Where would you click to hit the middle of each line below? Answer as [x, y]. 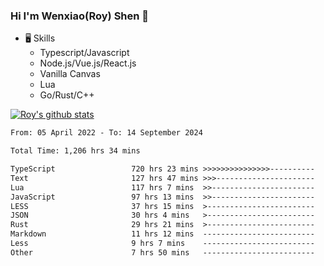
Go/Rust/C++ [67, 95]
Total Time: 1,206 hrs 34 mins [75, 151]
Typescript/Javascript [84, 53]
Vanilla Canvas [70, 74]
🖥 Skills [40, 38]
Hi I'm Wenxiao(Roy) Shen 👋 [80, 16]
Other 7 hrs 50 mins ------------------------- [162, 252]
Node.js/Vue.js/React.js [88, 63]
